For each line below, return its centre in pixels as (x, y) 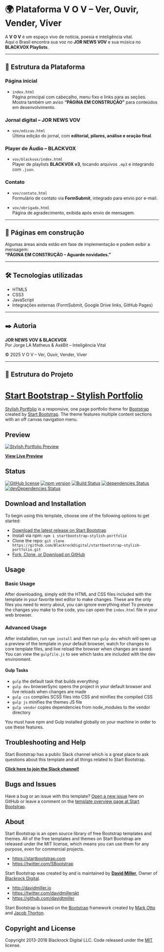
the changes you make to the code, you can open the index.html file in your (81, 610)
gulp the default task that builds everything (55, 681)
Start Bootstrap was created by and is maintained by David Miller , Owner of (81, 873)
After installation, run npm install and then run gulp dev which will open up (81, 638)
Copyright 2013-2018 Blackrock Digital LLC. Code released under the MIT (79, 940)
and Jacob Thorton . (25, 913)
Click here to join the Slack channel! (42, 769)
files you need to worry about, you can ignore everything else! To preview (79, 605)
